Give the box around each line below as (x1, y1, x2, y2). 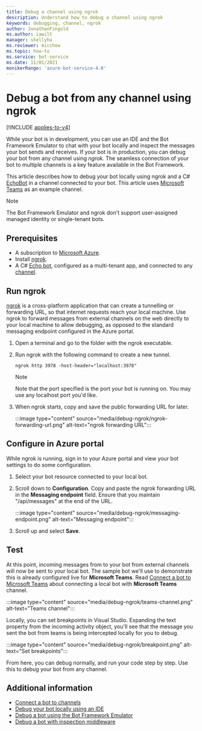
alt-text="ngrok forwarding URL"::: (66, 421, 152, 428)
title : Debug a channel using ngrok (6, 8, 98, 15)
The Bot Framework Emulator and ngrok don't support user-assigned (6, 209, 178, 216)
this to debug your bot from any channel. (6, 665, 108, 672)
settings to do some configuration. (6, 461, 92, 468)
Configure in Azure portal (6, 439, 104, 449)
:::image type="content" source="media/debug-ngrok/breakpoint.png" (6, 641, 183, 648)
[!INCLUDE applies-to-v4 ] (6, 124, 71, 131)
